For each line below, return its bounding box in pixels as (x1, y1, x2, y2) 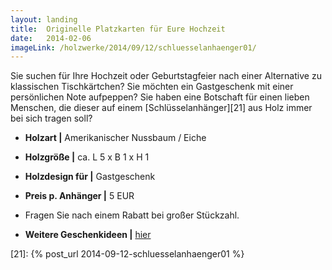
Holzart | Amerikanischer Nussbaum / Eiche (24, 132, 207, 144)
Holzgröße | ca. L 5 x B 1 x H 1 (24, 151, 150, 163)
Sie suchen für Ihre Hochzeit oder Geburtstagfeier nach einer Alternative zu (10, 70, 322, 82)
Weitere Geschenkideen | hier (24, 229, 152, 241)
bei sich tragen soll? (10, 112, 93, 125)
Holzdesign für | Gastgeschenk (24, 171, 156, 183)
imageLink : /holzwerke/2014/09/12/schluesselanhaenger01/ (10, 42, 257, 53)
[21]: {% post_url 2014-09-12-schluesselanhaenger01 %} (10, 248, 245, 260)
